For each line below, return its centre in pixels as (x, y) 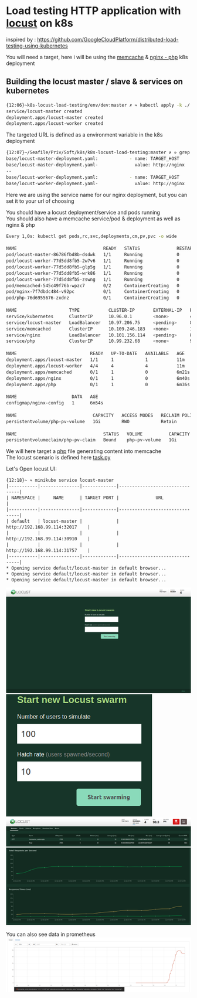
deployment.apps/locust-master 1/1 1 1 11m (95, 360)
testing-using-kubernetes (37, 46)
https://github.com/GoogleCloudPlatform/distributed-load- (108, 39)
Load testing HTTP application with (94, 11)
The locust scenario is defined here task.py (58, 458)
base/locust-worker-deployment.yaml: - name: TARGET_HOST (93, 177)
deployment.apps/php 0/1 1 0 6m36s (98, 384)
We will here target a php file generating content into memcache (84, 451)
